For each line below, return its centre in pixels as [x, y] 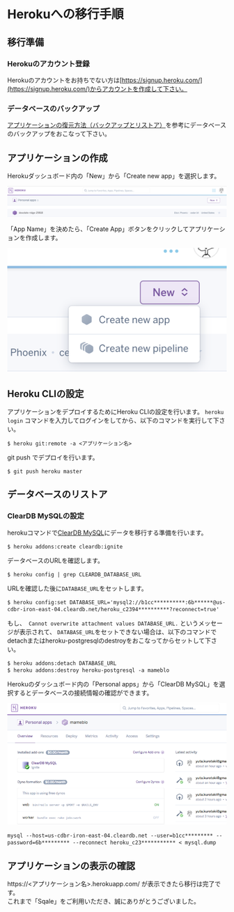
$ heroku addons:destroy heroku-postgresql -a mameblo [88, 670]
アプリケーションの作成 [57, 158]
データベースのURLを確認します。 [56, 560]
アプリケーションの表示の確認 [71, 866]
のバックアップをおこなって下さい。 [59, 134]
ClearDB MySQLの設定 [46, 516]
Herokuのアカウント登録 [48, 63]
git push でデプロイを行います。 [53, 457]
